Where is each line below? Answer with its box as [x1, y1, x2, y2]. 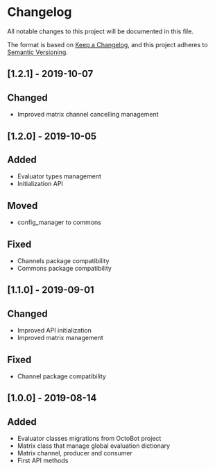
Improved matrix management [17, 334, 104, 342]
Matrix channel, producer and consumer [17, 449, 133, 458]
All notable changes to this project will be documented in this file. [7, 27, 194, 35]
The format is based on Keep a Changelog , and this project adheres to [7, 40, 208, 49]
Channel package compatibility [17, 372, 106, 380]
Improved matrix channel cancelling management [17, 110, 159, 119]
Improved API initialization [17, 326, 92, 335]
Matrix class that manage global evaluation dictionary [17, 442, 171, 450]
